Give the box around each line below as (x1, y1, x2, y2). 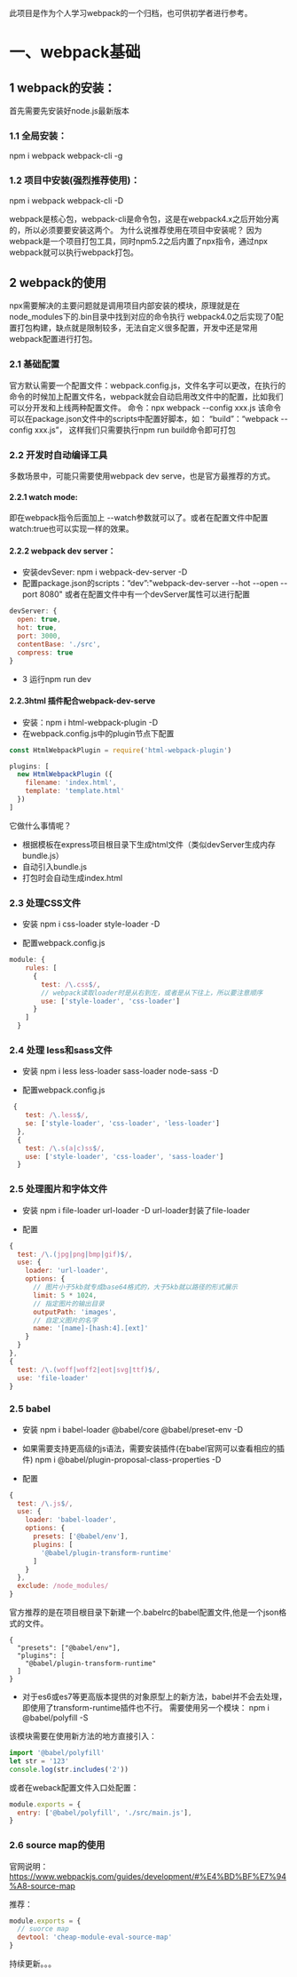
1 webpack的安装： (9, 80, 116, 95)
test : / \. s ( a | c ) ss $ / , (25, 1144, 105, 1153)
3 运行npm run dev (21, 673, 91, 684)
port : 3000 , (17, 631, 62, 641)
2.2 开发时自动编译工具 (9, 449, 108, 461)
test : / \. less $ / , (25, 1111, 90, 1120)
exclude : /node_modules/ (17, 1582, 109, 1591)
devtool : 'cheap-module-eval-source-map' (17, 1933, 173, 1942)
